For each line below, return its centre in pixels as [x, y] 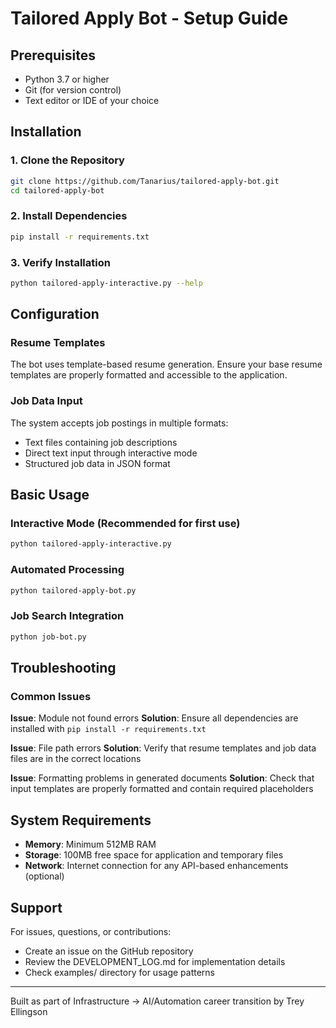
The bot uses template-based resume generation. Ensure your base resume [166, 364]
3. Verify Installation [60, 262]
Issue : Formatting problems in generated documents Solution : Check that [162, 778]
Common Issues [51, 696]
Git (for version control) [73, 90]
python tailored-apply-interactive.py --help [106, 283]
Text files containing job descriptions [101, 442]
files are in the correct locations [76, 759]
